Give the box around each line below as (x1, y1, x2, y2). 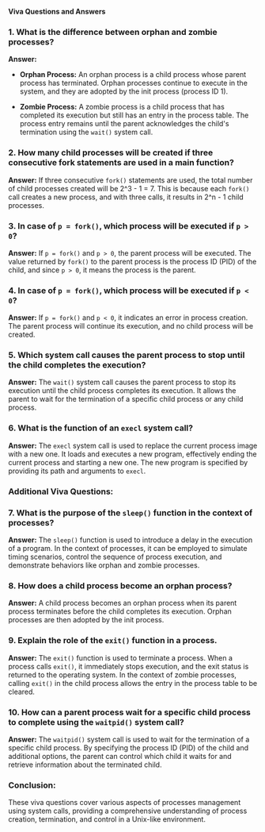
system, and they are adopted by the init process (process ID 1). (19, 87, 229, 96)
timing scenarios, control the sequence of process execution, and (8, 552, 222, 561)
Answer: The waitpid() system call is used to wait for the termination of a (8, 734, 250, 744)
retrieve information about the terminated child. (8, 760, 162, 769)
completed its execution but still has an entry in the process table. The (19, 110, 249, 120)
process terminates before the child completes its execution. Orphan (8, 607, 232, 616)
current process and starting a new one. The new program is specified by (8, 457, 248, 467)
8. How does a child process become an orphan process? (8, 580, 233, 591)
